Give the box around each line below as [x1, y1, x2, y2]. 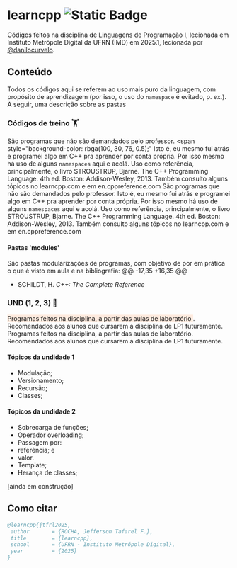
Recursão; [17, 383, 48, 392]
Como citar [7, 503, 58, 515]
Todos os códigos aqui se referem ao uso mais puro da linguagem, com [7, 85, 216, 93]
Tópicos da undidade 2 [7, 407, 76, 416]
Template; [17, 460, 47, 469]
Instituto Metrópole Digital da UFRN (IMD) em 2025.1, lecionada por [7, 38, 203, 46]
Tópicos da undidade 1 [7, 353, 75, 361]
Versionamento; [17, 376, 64, 385]
